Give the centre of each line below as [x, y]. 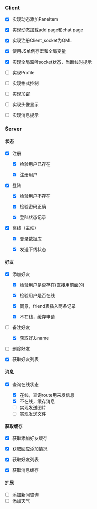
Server [14, 129]
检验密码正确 [33, 207]
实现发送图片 [33, 407]
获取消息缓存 [25, 470]
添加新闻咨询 [25, 495]
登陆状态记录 [33, 217]
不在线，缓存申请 [37, 317]
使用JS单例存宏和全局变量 [39, 51]
